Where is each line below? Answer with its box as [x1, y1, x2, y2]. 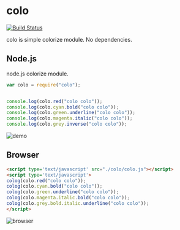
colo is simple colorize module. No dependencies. [6, 36, 133, 43]
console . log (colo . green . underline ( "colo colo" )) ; [6, 110, 136, 116]
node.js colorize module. [6, 70, 69, 77]
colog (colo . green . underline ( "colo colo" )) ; [6, 189, 119, 195]
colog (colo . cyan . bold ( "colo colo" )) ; [6, 183, 103, 190]
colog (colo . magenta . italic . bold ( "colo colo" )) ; [6, 194, 130, 201]
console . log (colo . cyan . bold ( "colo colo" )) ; [6, 104, 119, 110]
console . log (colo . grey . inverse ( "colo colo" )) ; [6, 121, 127, 128]
